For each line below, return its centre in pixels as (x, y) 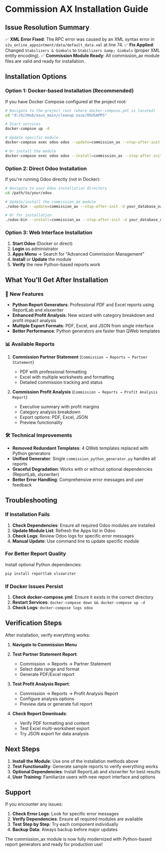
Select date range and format (49, 669)
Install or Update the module (42, 259)
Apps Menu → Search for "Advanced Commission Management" (78, 254)
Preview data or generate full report (56, 704)
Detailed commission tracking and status (61, 382)
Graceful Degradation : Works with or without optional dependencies (82, 469)
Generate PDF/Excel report (47, 674)
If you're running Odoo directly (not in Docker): (53, 179)
